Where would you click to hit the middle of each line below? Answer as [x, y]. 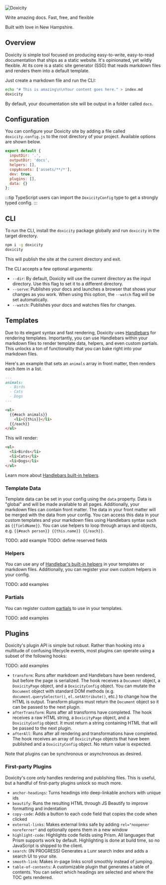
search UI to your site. [35, 856]
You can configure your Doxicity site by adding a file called [65, 131]
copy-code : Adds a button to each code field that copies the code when [85, 814]
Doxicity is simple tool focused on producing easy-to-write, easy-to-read [80, 55]
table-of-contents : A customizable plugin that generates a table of [81, 867]
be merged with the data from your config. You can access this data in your [82, 515]
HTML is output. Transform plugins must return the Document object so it [85, 702]
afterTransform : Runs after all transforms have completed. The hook [82, 713]
